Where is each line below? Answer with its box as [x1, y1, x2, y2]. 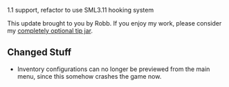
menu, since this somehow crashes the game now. [17, 72, 162, 80]
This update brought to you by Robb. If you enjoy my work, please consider [7, 19, 222, 27]
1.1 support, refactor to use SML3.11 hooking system [7, 6, 154, 14]
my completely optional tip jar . [7, 27, 93, 35]
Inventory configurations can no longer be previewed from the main [17, 65, 210, 73]
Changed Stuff [7, 46, 72, 58]
